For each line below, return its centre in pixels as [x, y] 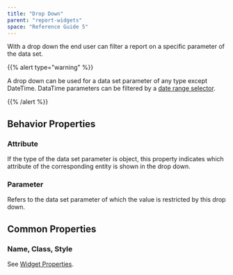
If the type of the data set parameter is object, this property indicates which [115, 159]
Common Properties [52, 229]
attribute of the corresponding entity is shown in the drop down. [99, 166]
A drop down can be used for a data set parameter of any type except [107, 81]
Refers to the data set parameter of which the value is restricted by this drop [116, 200]
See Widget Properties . [41, 264]
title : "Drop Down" [35, 14]
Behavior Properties [51, 124]
